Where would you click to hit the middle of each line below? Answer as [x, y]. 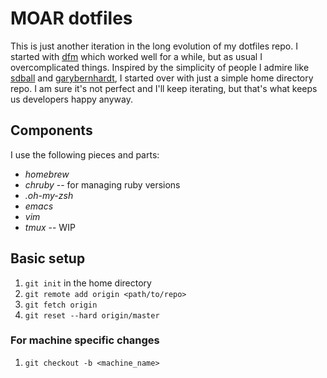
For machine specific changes [85, 340]
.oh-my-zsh [49, 195]
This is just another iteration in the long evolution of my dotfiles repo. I [154, 46]
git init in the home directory [88, 283]
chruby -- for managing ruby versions [102, 184]
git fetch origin [61, 305]
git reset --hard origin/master [92, 315]
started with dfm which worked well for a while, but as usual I [136, 56]
